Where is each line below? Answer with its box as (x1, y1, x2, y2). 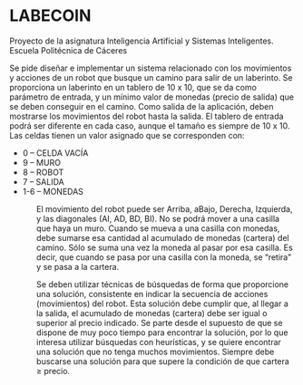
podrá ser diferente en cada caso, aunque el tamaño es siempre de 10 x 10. (9, 120, 290, 131)
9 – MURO (22, 157, 62, 168)
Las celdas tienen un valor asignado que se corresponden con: (9, 130, 245, 140)
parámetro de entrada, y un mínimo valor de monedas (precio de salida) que (9, 91, 295, 102)
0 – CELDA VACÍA (22, 147, 89, 159)
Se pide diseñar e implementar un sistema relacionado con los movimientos (9, 63, 292, 73)
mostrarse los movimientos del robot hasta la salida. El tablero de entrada (9, 111, 284, 121)
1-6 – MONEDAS (22, 186, 84, 197)
